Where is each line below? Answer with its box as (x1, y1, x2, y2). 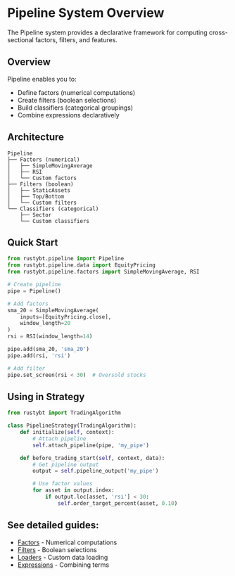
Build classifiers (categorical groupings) (17, 103, 134, 112)
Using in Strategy (7, 390, 85, 402)
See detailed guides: (7, 519, 100, 532)
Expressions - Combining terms (17, 561, 110, 569)
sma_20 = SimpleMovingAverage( (7, 307, 99, 314)
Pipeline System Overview (7, 5, 165, 21)
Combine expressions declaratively (17, 110, 120, 119)
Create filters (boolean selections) (17, 96, 117, 104)
